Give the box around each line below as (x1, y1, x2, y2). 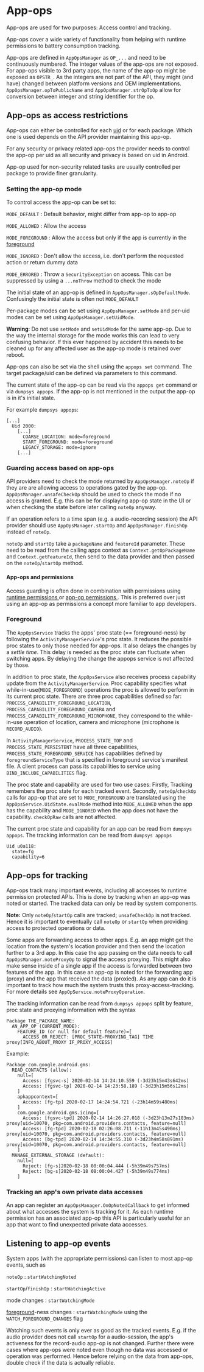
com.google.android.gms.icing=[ (17, 1110, 99, 1116)
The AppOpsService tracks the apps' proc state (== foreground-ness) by (6, 628, 186, 636)
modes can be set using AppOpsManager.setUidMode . (6, 314, 135, 321)
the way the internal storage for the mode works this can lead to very (6, 332, 180, 339)
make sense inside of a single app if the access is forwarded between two (6, 962, 193, 969)
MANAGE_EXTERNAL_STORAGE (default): (12, 1152, 105, 1158)
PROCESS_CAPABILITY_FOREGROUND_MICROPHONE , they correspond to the (6, 712, 176, 719)
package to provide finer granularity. (6, 169, 98, 177)
